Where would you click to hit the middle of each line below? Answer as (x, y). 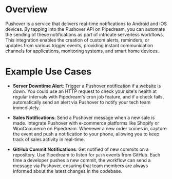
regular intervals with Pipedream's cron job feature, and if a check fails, (88, 96)
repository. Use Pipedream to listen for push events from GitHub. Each (87, 154)
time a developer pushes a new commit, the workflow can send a (82, 160)
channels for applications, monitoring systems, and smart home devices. (82, 51)
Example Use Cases (49, 72)
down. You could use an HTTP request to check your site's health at (85, 91)
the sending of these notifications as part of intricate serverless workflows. (85, 34)
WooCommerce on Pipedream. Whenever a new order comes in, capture (90, 128)
